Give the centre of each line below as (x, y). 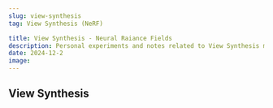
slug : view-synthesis (45, 16)
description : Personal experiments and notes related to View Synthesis (134, 45)
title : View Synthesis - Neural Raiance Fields (91, 38)
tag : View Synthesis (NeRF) (56, 24)
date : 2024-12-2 (36, 54)
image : (19, 61)
